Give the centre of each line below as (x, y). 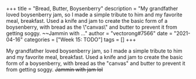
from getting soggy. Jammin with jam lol (55, 69)
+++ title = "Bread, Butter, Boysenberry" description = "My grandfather (92, 8)
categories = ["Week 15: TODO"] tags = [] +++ (80, 39)
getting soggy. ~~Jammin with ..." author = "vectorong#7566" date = (89, 33)
